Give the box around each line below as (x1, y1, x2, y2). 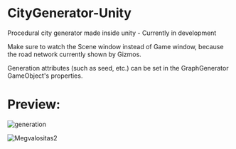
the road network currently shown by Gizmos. (7, 50, 142, 58)
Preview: (7, 96, 60, 113)
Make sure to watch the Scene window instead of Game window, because (7, 42, 224, 51)
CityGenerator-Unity (7, 5, 132, 21)
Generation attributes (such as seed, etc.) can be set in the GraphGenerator (7, 63, 229, 72)
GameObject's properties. (7, 71, 83, 80)
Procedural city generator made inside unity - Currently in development (7, 29, 217, 37)
